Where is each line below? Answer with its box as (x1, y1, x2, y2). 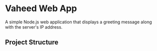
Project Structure (5, 38, 59, 47)
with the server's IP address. (5, 24, 62, 30)
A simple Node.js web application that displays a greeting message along (5, 19, 152, 25)
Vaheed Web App (5, 3, 77, 14)
